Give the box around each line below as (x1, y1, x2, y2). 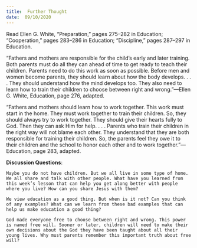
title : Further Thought (6, 8, 67, 15)
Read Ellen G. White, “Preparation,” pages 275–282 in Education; (6, 30, 163, 37)
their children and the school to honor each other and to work (6, 141, 156, 148)
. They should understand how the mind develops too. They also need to (6, 79, 182, 86)
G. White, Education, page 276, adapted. (6, 92, 105, 99)
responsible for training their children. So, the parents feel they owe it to (6, 135, 181, 142)
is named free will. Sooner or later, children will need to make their (6, 222, 189, 228)
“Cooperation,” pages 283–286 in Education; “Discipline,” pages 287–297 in (6, 37, 191, 44)
